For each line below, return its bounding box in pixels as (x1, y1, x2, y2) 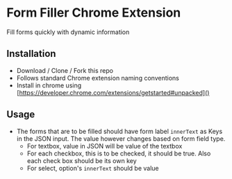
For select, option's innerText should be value (26, 164, 159, 172)
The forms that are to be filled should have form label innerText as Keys (16, 127, 223, 135)
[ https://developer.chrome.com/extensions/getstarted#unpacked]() (16, 88, 210, 96)
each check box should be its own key (26, 156, 137, 164)
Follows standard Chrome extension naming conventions (16, 74, 180, 82)
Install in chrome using (16, 81, 82, 89)
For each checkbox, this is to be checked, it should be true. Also (26, 149, 211, 157)
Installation (6, 48, 56, 60)
